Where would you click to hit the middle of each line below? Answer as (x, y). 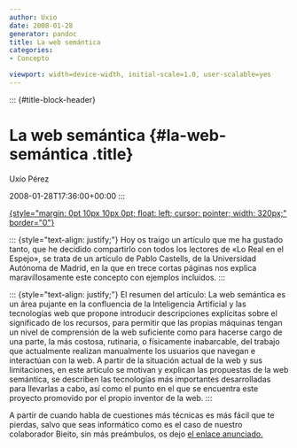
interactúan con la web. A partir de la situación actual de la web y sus (136, 360)
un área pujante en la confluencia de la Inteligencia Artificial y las (128, 304)
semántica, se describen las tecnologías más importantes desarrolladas (140, 379)
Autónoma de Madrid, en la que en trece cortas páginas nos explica (133, 267)
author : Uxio (33, 17)
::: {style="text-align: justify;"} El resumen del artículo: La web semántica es (148, 294)
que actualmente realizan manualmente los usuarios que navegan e (133, 351)
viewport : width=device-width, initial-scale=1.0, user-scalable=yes (141, 75)
